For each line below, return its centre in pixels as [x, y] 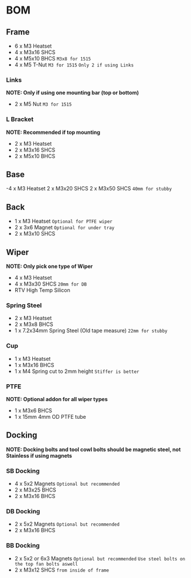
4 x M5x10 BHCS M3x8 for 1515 [53, 58]
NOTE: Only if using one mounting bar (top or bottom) [73, 93]
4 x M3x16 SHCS [35, 52]
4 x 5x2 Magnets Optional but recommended [67, 484]
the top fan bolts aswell [46, 564]
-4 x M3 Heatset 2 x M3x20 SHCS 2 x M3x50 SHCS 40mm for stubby [89, 189]
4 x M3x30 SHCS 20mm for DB [50, 284]
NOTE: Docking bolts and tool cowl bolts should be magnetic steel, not [93, 449]
